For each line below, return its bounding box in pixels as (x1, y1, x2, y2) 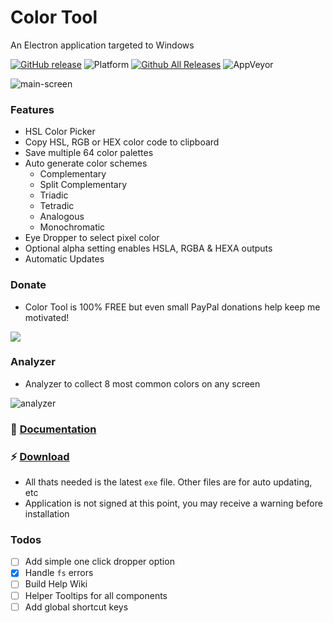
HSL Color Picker (24, 126, 96, 138)
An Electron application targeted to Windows (10, 39, 195, 51)
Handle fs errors (24, 567, 94, 579)
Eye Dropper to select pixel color (24, 232, 160, 244)
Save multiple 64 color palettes (24, 147, 154, 159)
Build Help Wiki (24, 578, 88, 590)
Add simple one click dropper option (24, 556, 175, 568)
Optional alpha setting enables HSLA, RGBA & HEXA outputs (24, 242, 273, 255)
